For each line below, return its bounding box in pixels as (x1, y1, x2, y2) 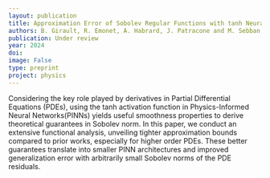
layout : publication (8, 11, 78, 20)
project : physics (8, 71, 67, 79)
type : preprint (8, 64, 59, 72)
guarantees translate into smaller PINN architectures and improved (8, 144, 229, 154)
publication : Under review (8, 34, 99, 42)
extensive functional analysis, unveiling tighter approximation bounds (8, 127, 238, 137)
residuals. (8, 161, 41, 171)
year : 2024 (8, 42, 45, 50)
